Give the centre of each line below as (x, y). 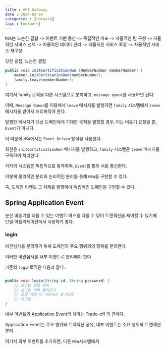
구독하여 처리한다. (23, 155)
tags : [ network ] (23, 24)
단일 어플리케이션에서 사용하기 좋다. (40, 222)
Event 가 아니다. (20, 128)
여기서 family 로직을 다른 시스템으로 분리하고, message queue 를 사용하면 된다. (80, 94)
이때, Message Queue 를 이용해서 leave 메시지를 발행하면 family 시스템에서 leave (83, 105)
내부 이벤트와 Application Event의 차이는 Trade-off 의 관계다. (65, 314)
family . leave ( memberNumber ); (44, 80)
